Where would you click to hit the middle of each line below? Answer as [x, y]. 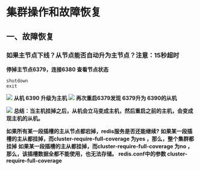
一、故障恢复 [30, 36]
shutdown [17, 81]
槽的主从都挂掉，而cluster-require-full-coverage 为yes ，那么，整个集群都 [100, 139]
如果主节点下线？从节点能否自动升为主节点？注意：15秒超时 [93, 55]
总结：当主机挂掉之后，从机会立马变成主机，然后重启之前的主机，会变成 [103, 111]
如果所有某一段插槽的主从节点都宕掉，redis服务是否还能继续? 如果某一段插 [99, 131]
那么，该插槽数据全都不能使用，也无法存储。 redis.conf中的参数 [86, 154]
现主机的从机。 [25, 118]
